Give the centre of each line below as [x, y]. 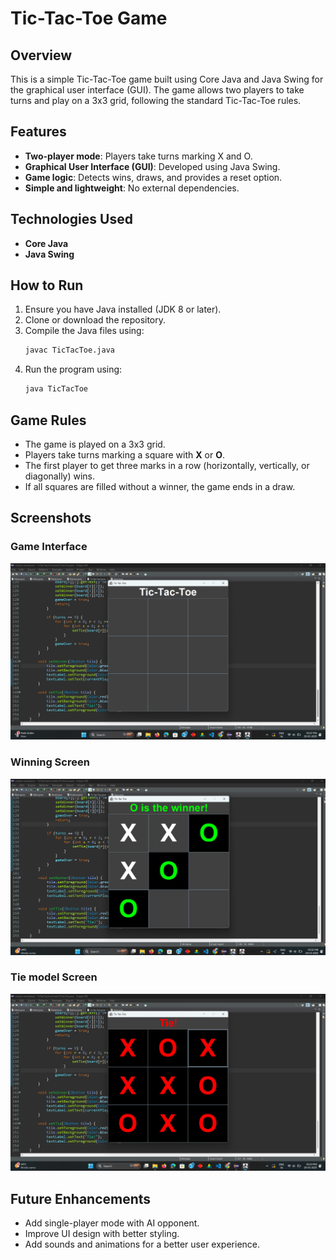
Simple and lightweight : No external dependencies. [132, 188]
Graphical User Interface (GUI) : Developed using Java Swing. [152, 166]
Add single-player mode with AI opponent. [112, 1223]
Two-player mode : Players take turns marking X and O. [138, 156]
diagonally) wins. [60, 476]
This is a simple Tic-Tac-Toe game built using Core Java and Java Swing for [167, 79]
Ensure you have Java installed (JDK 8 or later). [123, 309]
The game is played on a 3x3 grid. [95, 444]
